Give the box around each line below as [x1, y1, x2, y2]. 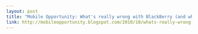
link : [6, 19, 19, 25]
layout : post [6, 8, 38, 14]
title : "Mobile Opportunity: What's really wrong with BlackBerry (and [6, 14, 186, 20]
